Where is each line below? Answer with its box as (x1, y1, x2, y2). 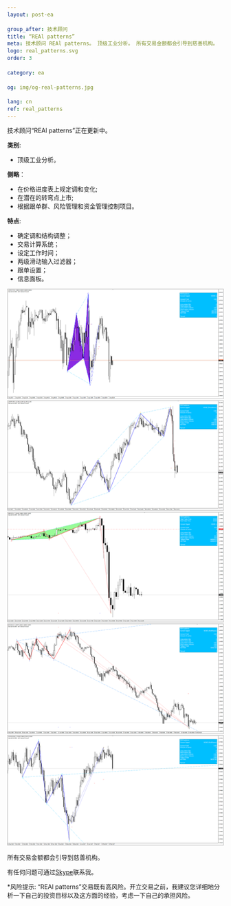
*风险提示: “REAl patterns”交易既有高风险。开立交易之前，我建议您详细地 (7, 883, 214, 891)
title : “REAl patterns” (7, 33, 76, 40)
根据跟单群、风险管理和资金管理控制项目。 (16, 202, 138, 210)
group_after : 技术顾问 (7, 26, 68, 32)
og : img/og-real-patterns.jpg (7, 83, 94, 91)
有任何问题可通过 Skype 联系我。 (7, 867, 98, 876)
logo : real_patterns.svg (7, 48, 78, 54)
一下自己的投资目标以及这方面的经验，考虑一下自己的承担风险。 (12, 891, 194, 899)
